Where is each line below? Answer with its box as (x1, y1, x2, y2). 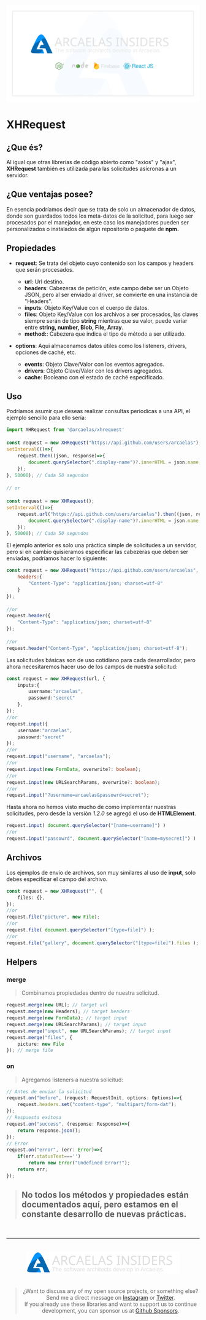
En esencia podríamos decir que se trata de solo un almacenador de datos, (6, 205, 196, 213)
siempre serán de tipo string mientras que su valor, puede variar (24, 317, 188, 324)
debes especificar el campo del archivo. (6, 875, 108, 883)
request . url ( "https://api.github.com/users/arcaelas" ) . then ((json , (17, 511, 193, 517)
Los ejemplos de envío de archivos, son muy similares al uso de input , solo (6, 869, 196, 876)
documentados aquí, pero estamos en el (21, 1199, 178, 1210)
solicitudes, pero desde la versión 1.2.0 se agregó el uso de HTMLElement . (6, 810, 196, 817)
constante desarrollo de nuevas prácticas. (21, 1209, 187, 1220)
